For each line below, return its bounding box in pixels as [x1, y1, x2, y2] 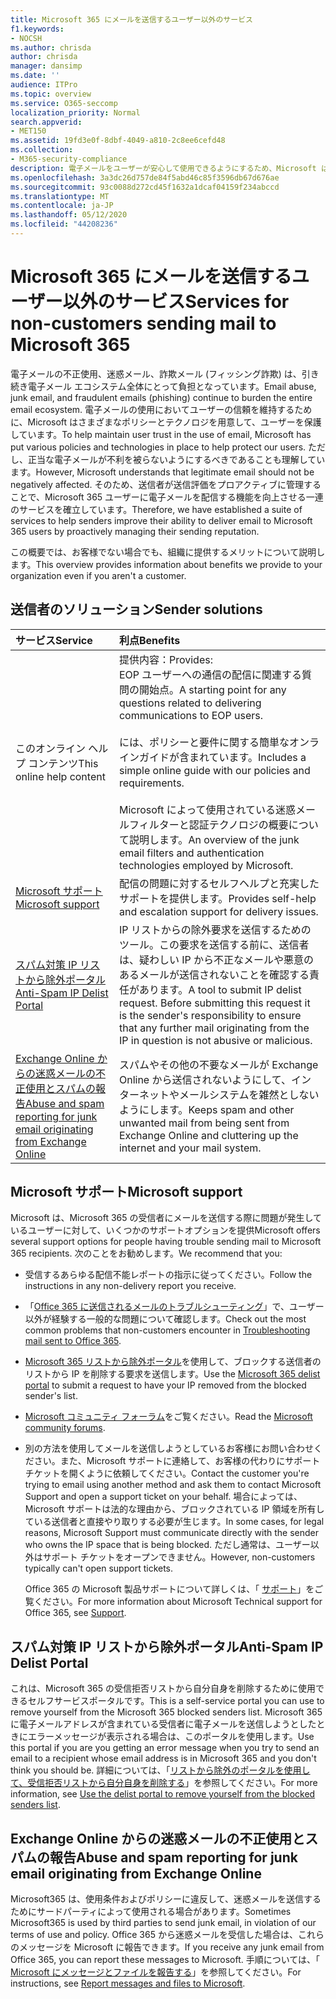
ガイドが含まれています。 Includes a [138, 750, 307, 764]
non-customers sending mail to [10, 312, 277, 335]
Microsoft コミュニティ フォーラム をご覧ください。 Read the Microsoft [24, 1411, 313, 1423]
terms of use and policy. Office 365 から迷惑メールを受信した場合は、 [10, 1929, 298, 1941]
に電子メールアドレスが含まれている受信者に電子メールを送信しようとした [10, 1718, 317, 1730]
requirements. [118, 776, 185, 790]
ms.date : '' [10, 71, 60, 81]
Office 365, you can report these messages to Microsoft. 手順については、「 [10, 1954, 321, 1966]
